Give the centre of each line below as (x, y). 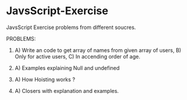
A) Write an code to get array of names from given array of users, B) (98, 50)
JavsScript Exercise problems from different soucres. (71, 27)
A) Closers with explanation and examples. (67, 91)
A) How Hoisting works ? (45, 79)
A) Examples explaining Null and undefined (67, 68)
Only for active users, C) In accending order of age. (78, 56)
